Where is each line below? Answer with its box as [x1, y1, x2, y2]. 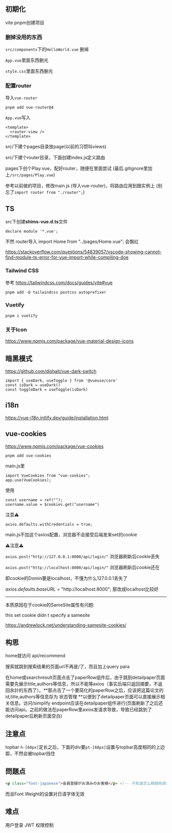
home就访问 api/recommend [5, 653, 66, 659]
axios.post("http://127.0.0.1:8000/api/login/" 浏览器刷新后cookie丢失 [5, 553, 160, 559]
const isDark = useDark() [5, 382, 60, 388]
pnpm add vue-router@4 [5, 105, 54, 110]
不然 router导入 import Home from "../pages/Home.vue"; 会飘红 [5, 238, 139, 245]
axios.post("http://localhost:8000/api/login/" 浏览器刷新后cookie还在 [5, 564, 160, 570]
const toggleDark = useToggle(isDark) [5, 387, 88, 392]
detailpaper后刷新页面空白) [5, 713, 62, 719]
